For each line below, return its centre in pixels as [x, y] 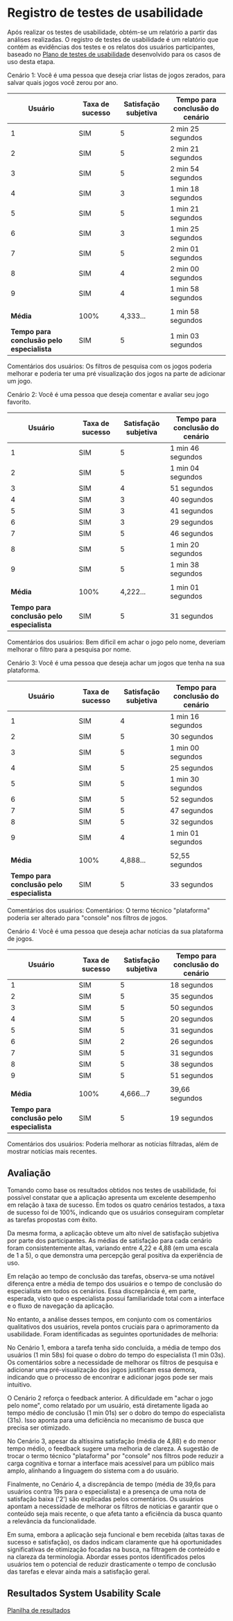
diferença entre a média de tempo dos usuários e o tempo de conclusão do [115, 1283]
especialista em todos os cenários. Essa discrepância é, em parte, [102, 1291]
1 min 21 [184, 209]
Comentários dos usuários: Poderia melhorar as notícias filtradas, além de [113, 1144]
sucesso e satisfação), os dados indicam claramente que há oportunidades [114, 1542]
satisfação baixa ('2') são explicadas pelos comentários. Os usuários [105, 1499]
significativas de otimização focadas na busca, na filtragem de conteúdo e [114, 1549]
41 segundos [191, 511]
